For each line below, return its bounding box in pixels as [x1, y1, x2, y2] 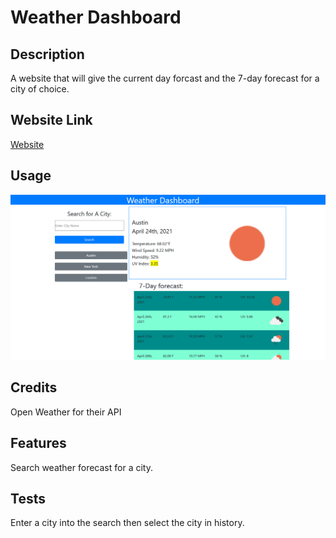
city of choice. [10, 83, 70, 95]
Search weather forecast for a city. [10, 461, 153, 473]
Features [10, 435, 67, 452]
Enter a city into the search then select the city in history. [10, 517, 245, 529]
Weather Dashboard [10, 6, 182, 29]
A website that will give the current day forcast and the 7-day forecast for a [10, 72, 320, 84]
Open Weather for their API [10, 406, 122, 418]
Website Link [10, 112, 93, 129]
